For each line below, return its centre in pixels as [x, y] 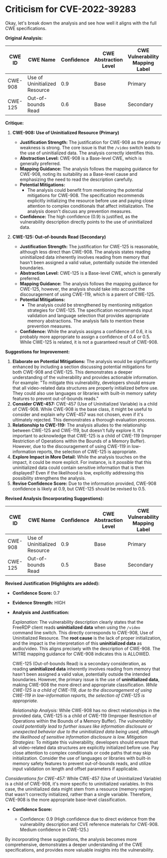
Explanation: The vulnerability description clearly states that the [78, 622]
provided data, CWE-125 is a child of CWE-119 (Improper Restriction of [84, 716]
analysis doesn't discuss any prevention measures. [80, 211]
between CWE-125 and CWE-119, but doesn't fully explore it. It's [78, 430]
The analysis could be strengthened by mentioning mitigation [90, 305]
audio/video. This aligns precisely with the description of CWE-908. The [86, 648]
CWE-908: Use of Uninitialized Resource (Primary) [66, 132]
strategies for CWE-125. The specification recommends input [90, 310]
